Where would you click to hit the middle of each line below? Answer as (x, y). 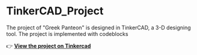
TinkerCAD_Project (55, 11)
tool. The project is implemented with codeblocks (67, 33)
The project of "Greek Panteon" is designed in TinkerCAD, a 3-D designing (98, 27)
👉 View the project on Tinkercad (49, 45)
